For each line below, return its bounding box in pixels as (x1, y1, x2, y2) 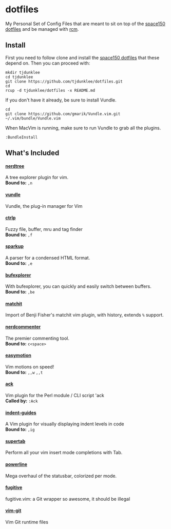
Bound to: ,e (5, 260, 32, 266)
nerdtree (5, 163, 25, 169)
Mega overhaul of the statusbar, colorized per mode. (5, 473, 117, 479)
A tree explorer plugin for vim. (5, 174, 69, 181)
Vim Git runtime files (5, 519, 49, 525)
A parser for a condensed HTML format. (5, 254, 90, 261)
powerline (5, 461, 27, 467)
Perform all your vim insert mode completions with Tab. (5, 449, 123, 456)
